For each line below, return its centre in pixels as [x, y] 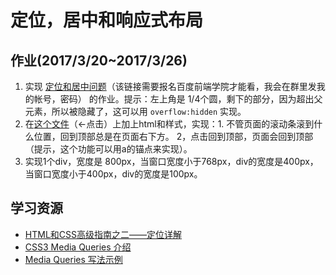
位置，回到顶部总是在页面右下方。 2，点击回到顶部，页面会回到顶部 [173, 136]
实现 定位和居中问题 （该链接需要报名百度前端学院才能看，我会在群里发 [170, 86]
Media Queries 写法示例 [73, 259]
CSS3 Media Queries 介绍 [78, 247]
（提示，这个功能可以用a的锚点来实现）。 [108, 149]
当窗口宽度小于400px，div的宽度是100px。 [113, 174]
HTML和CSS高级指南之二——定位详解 [103, 234]
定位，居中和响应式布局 [107, 20]
